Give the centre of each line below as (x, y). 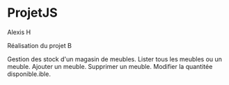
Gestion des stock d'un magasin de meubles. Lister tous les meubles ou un (115, 59)
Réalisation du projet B (39, 45)
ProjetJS (32, 13)
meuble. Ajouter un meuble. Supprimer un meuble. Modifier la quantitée (110, 66)
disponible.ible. (29, 74)
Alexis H (19, 32)
